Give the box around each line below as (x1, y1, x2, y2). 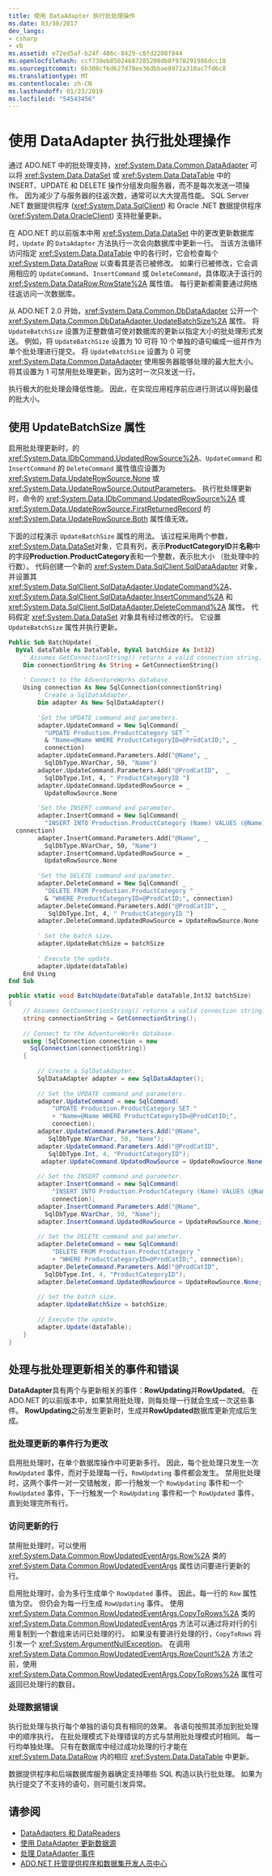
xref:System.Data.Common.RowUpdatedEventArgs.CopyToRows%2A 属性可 (8, 1669, 263, 1678)
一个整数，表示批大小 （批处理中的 (143, 551, 260, 561)
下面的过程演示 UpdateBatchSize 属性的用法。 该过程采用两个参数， (8, 531, 232, 541)
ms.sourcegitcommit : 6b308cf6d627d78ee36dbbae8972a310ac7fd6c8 (8, 65, 227, 73)
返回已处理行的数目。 (8, 1679, 79, 1689)
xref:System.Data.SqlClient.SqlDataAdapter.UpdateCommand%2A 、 (8, 582, 236, 591)
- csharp (8, 34, 38, 43)
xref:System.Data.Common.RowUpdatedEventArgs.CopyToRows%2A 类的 (8, 1608, 256, 1618)
